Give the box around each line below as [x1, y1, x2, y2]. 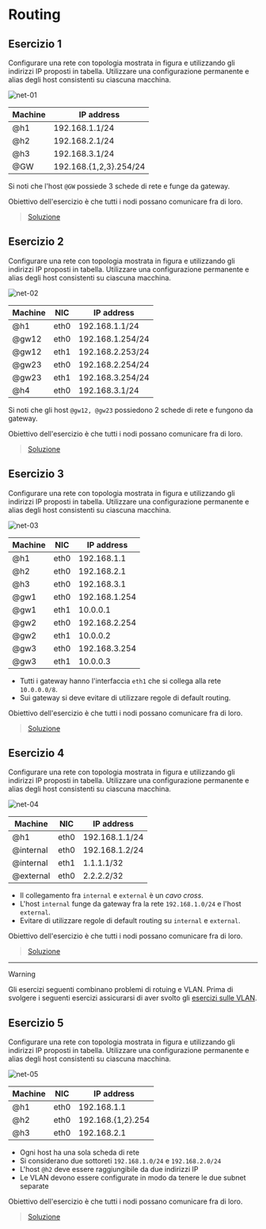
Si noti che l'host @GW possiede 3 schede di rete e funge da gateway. [8, 181, 230, 191]
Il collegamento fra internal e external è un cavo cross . [19, 891, 204, 900]
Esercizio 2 [8, 235, 64, 249]
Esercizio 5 [8, 1016, 64, 1029]
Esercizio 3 [8, 468, 65, 481]
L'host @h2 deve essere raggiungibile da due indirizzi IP [19, 1165, 199, 1174]
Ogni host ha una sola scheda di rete [19, 1147, 140, 1158]
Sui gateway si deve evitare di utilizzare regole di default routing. [19, 693, 231, 702]
